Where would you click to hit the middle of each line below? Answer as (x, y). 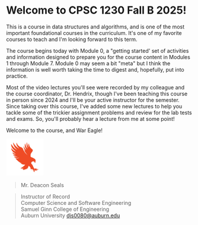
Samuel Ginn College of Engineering (65, 209)
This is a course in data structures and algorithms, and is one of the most (95, 27)
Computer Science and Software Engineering (76, 202)
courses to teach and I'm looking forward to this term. (72, 39)
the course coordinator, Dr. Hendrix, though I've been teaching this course (97, 94)
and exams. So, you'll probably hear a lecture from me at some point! (90, 118)
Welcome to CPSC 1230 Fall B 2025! (96, 10)
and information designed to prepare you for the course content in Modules (98, 57)
